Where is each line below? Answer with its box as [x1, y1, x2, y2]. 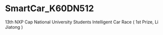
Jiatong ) [5, 24, 23, 30]
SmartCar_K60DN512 [5, 3, 94, 14]
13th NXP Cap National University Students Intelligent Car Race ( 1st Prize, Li [5, 19, 159, 25]
